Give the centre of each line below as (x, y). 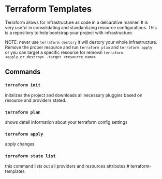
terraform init (23, 85)
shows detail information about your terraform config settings (66, 122)
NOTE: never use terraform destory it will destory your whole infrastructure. (81, 42)
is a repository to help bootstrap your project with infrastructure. (69, 33)
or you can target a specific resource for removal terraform (64, 52)
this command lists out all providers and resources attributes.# (67, 166)
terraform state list (30, 156)
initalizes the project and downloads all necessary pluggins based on (74, 95)
